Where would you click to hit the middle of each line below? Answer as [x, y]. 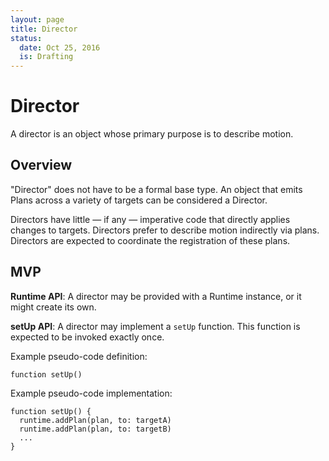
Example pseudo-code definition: [79, 356]
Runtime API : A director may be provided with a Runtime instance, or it [156, 296]
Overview [41, 165]
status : [26, 38]
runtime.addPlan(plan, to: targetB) [95, 429]
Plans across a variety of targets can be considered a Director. [139, 200]
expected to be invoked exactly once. [87, 337]
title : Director [44, 29]
